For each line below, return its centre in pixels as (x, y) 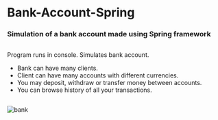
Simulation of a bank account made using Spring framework (109, 34)
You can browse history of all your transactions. (84, 90)
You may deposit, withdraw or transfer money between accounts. (109, 82)
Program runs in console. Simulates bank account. (78, 55)
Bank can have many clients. (57, 68)
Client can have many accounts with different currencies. (98, 75)
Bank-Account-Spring (71, 13)
